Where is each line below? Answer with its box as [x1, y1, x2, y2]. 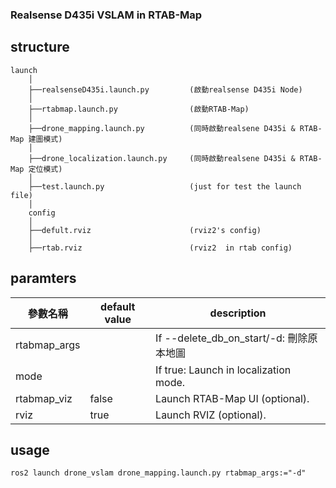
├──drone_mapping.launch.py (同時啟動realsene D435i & [28, 123, 296, 133]
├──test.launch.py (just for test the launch [28, 181, 302, 192]
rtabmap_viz [15, 391, 73, 405]
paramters [10, 270, 77, 287]
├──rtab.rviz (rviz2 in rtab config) [28, 243, 293, 253]
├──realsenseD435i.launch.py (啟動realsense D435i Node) [28, 84, 303, 95]
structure [10, 39, 70, 56]
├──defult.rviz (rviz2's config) [28, 225, 262, 235]
